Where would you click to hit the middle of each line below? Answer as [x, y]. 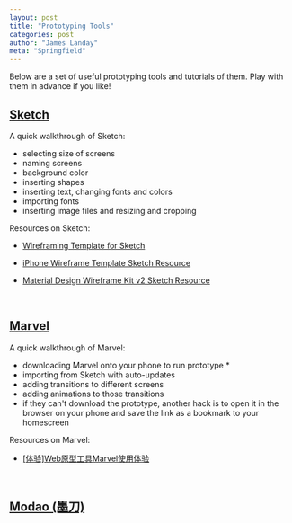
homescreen [45, 422]
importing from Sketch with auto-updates [98, 375]
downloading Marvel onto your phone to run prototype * [126, 365]
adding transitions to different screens [93, 384]
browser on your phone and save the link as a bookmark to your [141, 412]
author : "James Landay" [54, 43]
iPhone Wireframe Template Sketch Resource [106, 262]
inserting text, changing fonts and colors [97, 191]
